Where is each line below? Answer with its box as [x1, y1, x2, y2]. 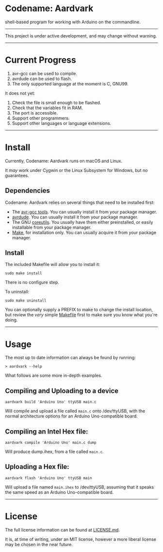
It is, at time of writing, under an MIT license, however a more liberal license [5, 536, 157, 542]
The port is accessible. [12, 110, 58, 116]
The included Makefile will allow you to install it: [5, 262, 100, 268]
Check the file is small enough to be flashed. [12, 100, 101, 105]
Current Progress [5, 54, 76, 66]
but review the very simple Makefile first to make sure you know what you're [5, 312, 158, 318]
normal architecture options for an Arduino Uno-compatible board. [5, 413, 138, 419]
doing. [5, 317, 18, 323]
